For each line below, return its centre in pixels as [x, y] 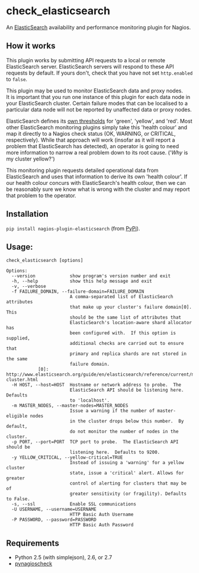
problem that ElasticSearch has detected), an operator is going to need [93, 146]
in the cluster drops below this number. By [127, 421]
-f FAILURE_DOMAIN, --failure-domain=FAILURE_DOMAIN [78, 292]
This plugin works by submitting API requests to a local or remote [86, 60]
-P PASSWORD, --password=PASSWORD [54, 520]
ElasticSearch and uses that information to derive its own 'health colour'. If [97, 177]
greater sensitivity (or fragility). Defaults [128, 494]
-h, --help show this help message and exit [82, 281]
